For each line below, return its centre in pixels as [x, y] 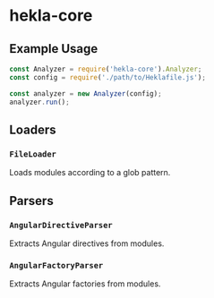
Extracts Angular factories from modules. [85, 284]
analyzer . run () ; [39, 102]
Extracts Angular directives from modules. [87, 243]
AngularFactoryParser [56, 265]
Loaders [33, 129]
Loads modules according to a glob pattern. [90, 173]
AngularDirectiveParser [61, 225]
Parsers [31, 201]
